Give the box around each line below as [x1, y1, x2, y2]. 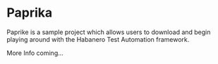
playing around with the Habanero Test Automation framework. [6, 35, 190, 43]
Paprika [6, 5, 53, 21]
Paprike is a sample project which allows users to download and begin [6, 28, 211, 36]
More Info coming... [6, 49, 64, 57]
